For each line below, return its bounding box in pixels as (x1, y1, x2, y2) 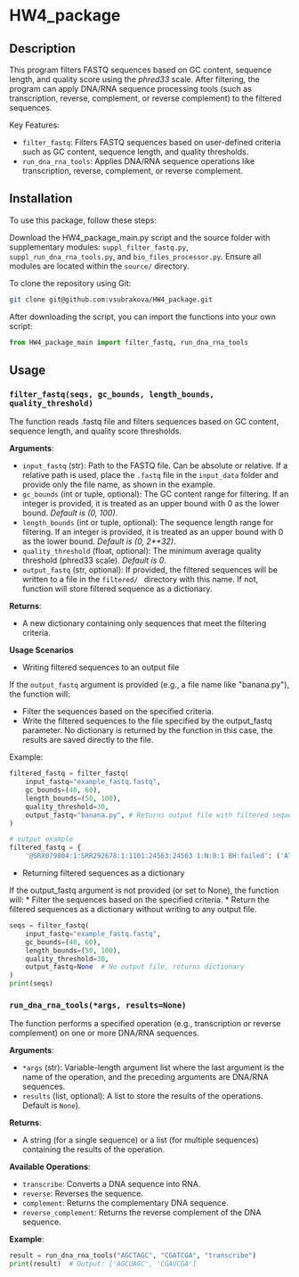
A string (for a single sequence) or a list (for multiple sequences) (21, 1134, 260, 1146)
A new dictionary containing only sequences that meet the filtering (21, 618, 267, 629)
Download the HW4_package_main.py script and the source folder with (9, 232, 271, 243)
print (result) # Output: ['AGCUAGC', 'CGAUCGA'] (9, 1259, 198, 1269)
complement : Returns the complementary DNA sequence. (21, 1198, 229, 1208)
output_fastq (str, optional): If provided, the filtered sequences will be (21, 564, 279, 575)
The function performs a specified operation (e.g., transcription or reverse (9, 1018, 281, 1029)
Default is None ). (21, 1100, 81, 1111)
